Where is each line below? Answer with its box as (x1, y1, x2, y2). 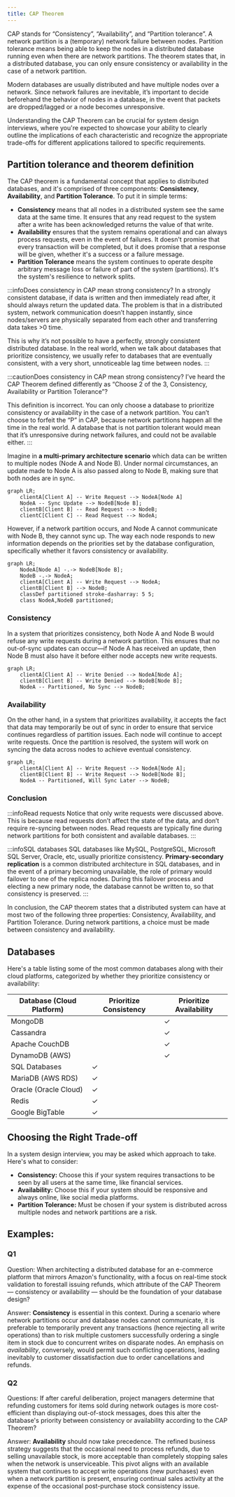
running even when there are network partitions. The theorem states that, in (7, 52, 226, 60)
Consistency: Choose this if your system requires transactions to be (17, 1170, 215, 1179)
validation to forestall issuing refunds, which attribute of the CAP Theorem (7, 1280, 221, 1288)
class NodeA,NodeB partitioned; (20, 597, 114, 604)
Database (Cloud (19, 996, 77, 1006)
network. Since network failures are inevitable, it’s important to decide (7, 87, 209, 96)
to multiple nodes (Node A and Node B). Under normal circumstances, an (7, 459, 218, 468)
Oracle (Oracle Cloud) (10, 1085, 83, 1095)
